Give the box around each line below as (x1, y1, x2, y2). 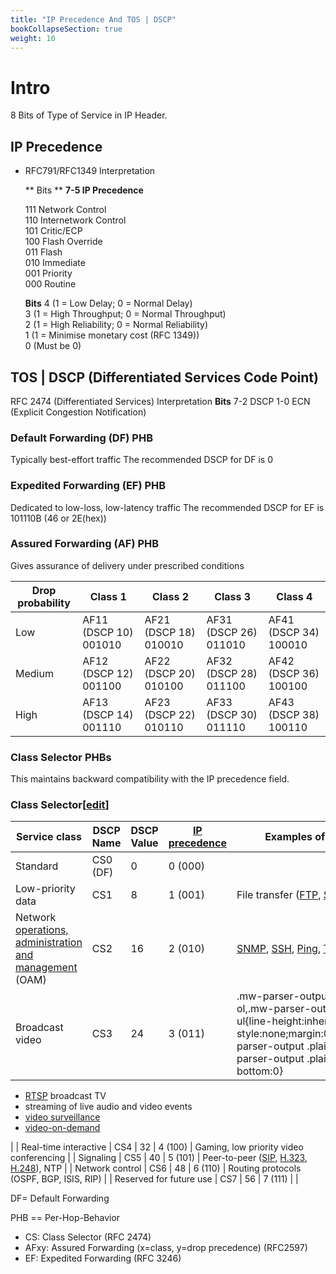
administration (15, 936, 83, 950)
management (15, 961, 78, 975)
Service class (15, 830, 82, 844)
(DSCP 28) (206, 666, 258, 680)
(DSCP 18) (144, 625, 196, 639)
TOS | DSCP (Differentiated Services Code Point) (10, 369, 319, 386)
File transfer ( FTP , (236, 888, 322, 902)
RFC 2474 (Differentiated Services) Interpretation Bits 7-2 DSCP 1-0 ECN (10, 395, 311, 407)
